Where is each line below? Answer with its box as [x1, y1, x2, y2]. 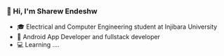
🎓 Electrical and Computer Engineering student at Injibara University [16, 22, 218, 31]
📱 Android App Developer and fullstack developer [16, 33, 161, 41]
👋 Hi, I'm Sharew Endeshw [6, 6, 98, 16]
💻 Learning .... [16, 41, 60, 49]
